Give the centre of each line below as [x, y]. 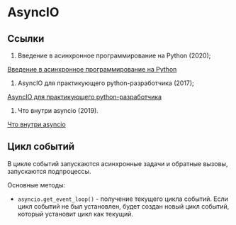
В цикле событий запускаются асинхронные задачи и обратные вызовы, [118, 163]
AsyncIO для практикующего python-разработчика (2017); [106, 83]
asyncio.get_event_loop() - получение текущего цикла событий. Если [123, 199]
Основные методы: [36, 185]
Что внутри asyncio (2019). [58, 110]
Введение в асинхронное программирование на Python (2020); [114, 55]
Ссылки [26, 39]
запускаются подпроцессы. [49, 171]
